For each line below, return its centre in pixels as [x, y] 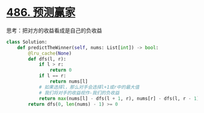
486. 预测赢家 [41, 12]
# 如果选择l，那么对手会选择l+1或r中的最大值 [89, 87]
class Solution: [27, 42]
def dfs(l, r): [47, 59]
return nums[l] [69, 82]
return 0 [60, 70]
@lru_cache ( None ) [50, 53]
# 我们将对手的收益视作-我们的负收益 [79, 93]
